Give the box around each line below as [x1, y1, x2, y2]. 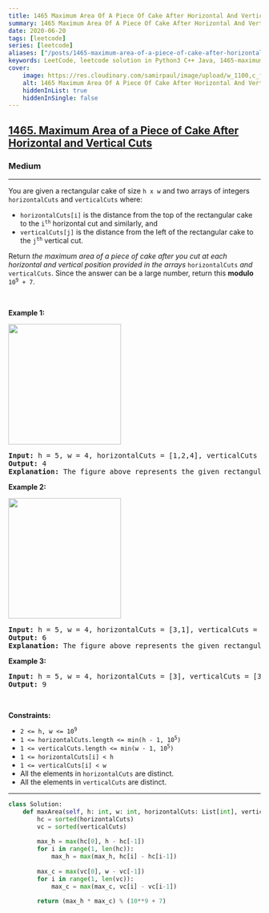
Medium [8, 160, 42, 171]
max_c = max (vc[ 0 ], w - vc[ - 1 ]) [37, 867, 146, 875]
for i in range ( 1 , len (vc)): [37, 874, 134, 883]
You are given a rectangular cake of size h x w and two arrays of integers [8, 185, 250, 195]
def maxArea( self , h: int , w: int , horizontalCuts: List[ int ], [22, 808, 239, 816]
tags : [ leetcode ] [8, 34, 66, 43]
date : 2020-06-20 [8, 26, 66, 35]
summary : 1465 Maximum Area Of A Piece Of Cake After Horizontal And [8, 19, 246, 27]
